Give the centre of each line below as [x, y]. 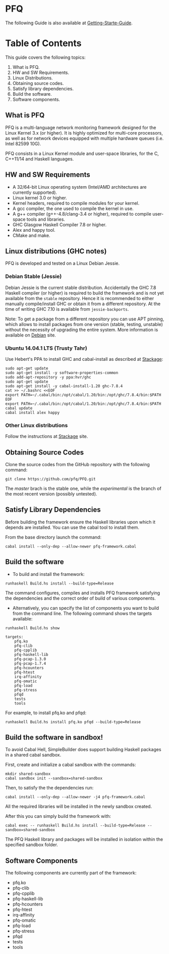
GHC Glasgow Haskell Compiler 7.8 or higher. [60, 224]
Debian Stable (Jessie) [34, 276]
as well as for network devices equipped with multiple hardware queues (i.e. [84, 138]
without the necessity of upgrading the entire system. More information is [82, 329]
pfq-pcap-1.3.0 [30, 659]
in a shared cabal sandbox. [33, 755]
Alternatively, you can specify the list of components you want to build [86, 608]
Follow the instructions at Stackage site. [47, 436]
